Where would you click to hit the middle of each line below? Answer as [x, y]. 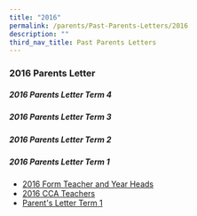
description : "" [39, 34]
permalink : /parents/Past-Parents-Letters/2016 [99, 26]
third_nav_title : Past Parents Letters [83, 42]
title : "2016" [35, 17]
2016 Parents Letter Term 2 [60, 140]
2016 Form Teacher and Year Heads [87, 184]
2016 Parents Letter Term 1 [59, 162]
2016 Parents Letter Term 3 [60, 117]
